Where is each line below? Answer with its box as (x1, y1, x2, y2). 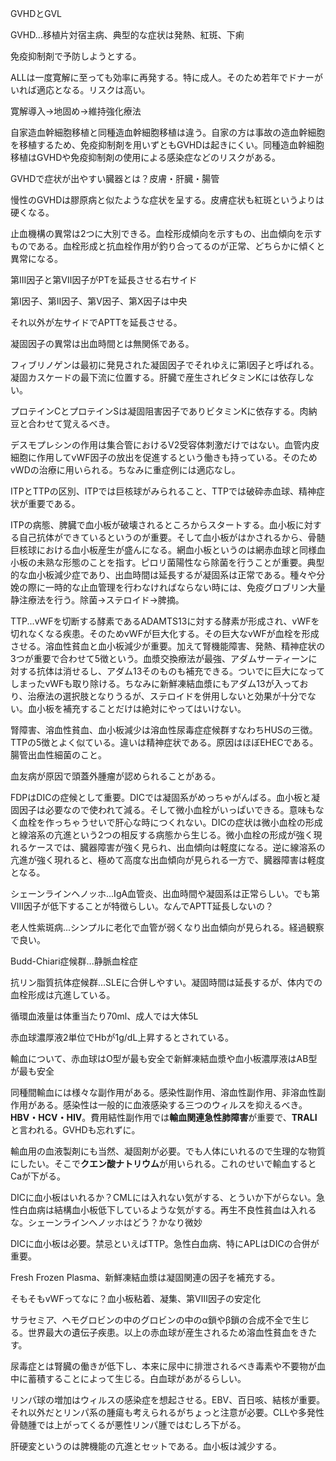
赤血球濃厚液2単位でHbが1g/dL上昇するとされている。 (10, 1032, 234, 1043)
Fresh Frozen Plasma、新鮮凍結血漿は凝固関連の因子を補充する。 (10, 1272, 281, 1283)
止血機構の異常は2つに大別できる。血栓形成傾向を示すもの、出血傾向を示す (10, 228, 323, 239)
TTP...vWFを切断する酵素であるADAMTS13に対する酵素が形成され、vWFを (10, 615, 320, 627)
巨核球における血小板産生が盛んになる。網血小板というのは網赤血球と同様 (10, 544, 317, 556)
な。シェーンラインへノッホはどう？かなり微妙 (10, 1217, 203, 1228)
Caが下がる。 (10, 1170, 67, 1182)
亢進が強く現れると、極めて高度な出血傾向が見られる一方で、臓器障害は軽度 (10, 854, 325, 866)
